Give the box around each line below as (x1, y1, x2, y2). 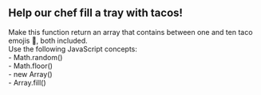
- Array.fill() (8, 78, 46, 87)
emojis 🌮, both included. (8, 36, 88, 45)
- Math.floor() (8, 61, 53, 70)
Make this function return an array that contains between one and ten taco (8, 27, 253, 36)
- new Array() (8, 69, 53, 78)
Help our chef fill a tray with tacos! (8, 6, 184, 20)
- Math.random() (8, 52, 63, 62)
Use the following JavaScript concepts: (8, 44, 138, 54)
